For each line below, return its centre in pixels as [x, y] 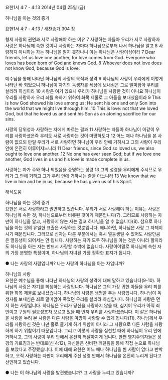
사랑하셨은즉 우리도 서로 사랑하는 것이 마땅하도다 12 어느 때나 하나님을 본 [86, 136]
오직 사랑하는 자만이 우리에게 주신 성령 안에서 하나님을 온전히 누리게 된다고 [89, 356]
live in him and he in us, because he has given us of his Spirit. [69, 181]
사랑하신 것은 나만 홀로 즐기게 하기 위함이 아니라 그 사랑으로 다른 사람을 [84, 324]
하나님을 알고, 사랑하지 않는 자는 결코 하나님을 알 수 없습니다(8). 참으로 [83, 221]
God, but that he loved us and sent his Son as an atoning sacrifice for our [81, 114]
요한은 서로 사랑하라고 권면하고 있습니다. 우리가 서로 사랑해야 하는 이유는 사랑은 [83, 209]
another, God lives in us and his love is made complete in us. [68, 159]
